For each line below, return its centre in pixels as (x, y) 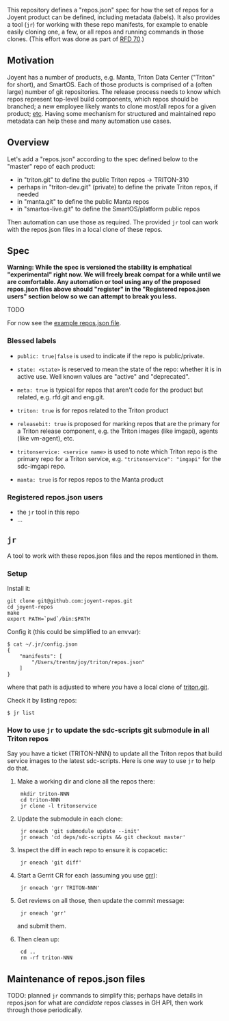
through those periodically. (45, 1010)
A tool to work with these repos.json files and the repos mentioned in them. (113, 556)
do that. (18, 768)
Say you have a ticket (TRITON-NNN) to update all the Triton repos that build (115, 753)
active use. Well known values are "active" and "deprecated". (103, 376)
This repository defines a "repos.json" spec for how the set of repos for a (110, 10)
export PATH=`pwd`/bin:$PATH (49, 619)
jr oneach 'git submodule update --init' (80, 832)
